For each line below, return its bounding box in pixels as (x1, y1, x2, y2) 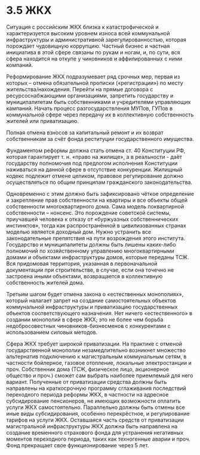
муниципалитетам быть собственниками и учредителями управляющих (6, 98, 191, 105)
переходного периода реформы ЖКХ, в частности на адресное (6, 391, 169, 398)
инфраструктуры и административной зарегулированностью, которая (6, 36, 186, 43)
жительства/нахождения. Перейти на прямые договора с (6, 85, 153, 93)
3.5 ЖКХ (6, 4, 52, 17)
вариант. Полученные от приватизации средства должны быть (6, 378, 167, 385)
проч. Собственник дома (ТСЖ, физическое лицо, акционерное (6, 365, 169, 373)
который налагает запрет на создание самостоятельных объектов (6, 297, 176, 304)
